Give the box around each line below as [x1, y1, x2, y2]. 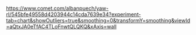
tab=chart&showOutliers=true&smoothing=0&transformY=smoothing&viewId [6, 17, 190, 24]
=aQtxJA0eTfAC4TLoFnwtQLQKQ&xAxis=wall [6, 23, 117, 30]
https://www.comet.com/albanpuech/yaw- [6, 5, 109, 11]
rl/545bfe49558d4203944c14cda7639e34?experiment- [6, 11, 142, 18]
